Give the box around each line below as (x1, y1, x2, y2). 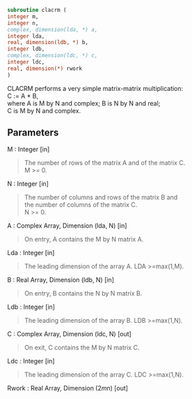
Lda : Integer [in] (7, 249, 55, 257)
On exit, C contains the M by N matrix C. (24, 343, 140, 352)
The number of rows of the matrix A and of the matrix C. (24, 159, 186, 167)
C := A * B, (7, 92, 39, 100)
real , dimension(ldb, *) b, (7, 39, 89, 46)
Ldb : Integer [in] (7, 303, 56, 311)
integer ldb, (7, 45, 45, 52)
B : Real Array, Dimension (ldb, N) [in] (7, 276, 115, 284)
